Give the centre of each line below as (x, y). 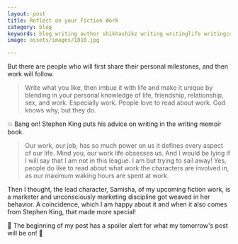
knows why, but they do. (61, 110)
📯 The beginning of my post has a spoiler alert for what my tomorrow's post (118, 226)
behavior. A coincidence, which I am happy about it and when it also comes (118, 204)
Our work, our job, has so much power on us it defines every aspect (124, 146)
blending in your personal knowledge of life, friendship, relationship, (124, 95)
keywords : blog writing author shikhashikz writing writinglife (104, 34)
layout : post (27, 14)
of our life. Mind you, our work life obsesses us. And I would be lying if (127, 153)
